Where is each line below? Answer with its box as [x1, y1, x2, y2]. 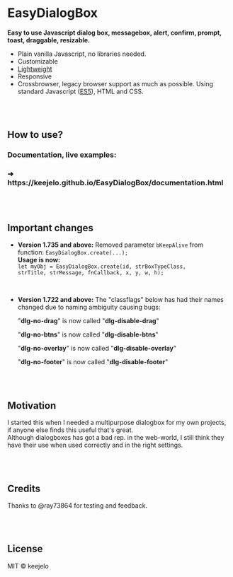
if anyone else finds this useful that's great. [7, 426, 133, 434]
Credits [7, 482, 41, 494]
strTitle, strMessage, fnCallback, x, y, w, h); [17, 269, 164, 276]
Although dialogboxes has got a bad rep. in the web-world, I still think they [7, 433, 225, 442]
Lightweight [17, 64, 52, 73]
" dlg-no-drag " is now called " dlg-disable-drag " [17, 317, 159, 325]
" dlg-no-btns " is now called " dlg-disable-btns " [17, 330, 159, 339]
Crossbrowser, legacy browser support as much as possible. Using [17, 79, 214, 88]
